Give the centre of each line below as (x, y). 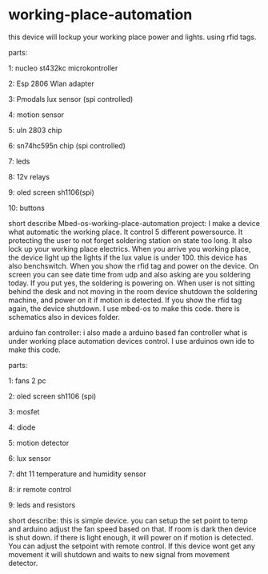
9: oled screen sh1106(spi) (51, 192)
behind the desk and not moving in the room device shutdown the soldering (133, 291)
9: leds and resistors (42, 505)
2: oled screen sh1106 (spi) (52, 396)
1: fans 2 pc (27, 380)
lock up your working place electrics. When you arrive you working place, (130, 249)
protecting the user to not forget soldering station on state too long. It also (130, 240)
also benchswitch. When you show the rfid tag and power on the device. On (133, 265)
